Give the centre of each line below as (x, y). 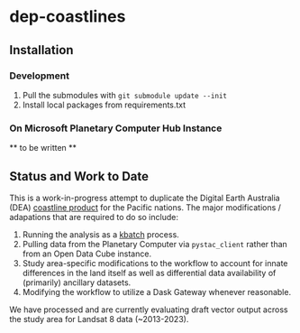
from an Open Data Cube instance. (86, 254)
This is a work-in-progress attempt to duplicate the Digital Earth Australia (145, 198)
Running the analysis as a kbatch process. (101, 234)
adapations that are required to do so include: (94, 217)
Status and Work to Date (79, 176)
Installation (41, 50)
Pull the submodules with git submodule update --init (125, 95)
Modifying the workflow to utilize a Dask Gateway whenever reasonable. (156, 291)
